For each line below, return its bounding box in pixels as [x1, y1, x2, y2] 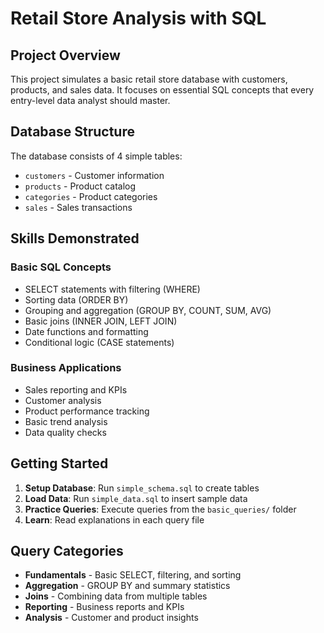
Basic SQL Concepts [10, 260, 112, 274]
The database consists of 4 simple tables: [10, 150, 183, 162]
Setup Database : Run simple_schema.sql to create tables [24, 482, 260, 494]
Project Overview [10, 47, 121, 64]
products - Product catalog [24, 180, 137, 192]
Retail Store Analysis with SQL [10, 7, 267, 30]
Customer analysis [24, 394, 102, 406]
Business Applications [10, 361, 122, 375]
